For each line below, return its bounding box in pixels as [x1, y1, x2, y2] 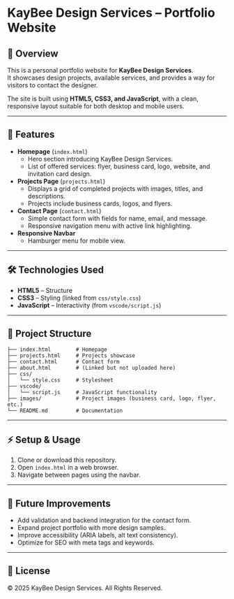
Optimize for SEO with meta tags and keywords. [17, 538, 155, 547]
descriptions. [27, 192, 66, 200]
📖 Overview [7, 48, 58, 59]
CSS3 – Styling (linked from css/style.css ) [17, 294, 141, 302]
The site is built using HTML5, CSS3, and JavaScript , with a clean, [7, 94, 199, 103]
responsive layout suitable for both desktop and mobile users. [7, 102, 185, 110]
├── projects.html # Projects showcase [7, 352, 136, 359]
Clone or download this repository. [17, 456, 117, 464]
